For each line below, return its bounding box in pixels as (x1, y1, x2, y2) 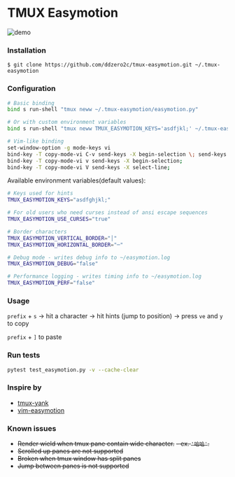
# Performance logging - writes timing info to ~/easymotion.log (7, 273, 201, 280)
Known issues (7, 423, 57, 433)
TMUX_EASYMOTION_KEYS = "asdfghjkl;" (7, 197, 111, 204)
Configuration (7, 84, 56, 94)
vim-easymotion (17, 406, 65, 414)
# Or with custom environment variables (7, 119, 127, 126)
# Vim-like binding (7, 138, 64, 145)
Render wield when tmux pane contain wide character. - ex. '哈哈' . (17, 439, 210, 448)
